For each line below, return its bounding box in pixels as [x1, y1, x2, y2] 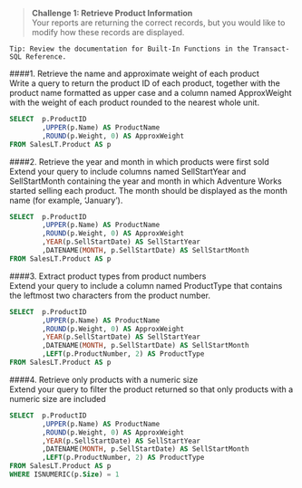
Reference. [25, 53, 67, 62]
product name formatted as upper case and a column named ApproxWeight [9, 88, 292, 98]
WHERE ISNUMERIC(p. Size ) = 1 [9, 470, 120, 479]
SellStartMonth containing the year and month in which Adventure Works [9, 176, 283, 187]
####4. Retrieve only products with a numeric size [9, 374, 199, 385]
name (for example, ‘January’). [9, 195, 123, 206]
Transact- [252, 44, 290, 53]
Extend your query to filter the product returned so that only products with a [9, 384, 294, 395]
